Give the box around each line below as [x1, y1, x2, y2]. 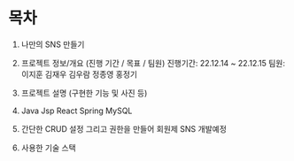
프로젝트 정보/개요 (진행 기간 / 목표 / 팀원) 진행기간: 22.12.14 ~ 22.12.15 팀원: [20, 57, 285, 68]
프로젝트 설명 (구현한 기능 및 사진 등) [20, 88, 148, 98]
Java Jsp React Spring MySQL [20, 105, 133, 116]
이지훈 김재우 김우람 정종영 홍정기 [20, 68, 138, 80]
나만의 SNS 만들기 [20, 39, 85, 50]
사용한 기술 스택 [20, 142, 76, 153]
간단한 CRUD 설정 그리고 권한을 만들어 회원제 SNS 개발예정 [20, 123, 228, 134]
